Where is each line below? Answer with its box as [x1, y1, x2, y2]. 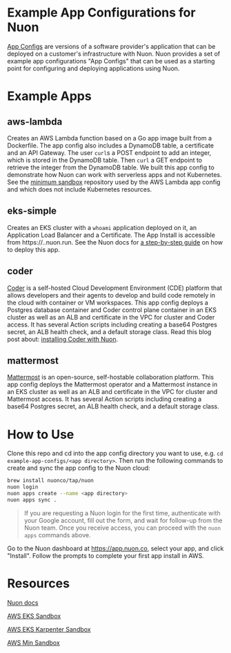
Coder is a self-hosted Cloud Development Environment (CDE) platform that [7, 284, 223, 292]
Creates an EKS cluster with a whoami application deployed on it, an [7, 223, 197, 231]
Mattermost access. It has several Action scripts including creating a [7, 395, 202, 404]
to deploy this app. [7, 245, 61, 253]
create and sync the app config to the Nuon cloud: [7, 464, 150, 473]
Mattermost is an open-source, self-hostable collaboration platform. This [7, 373, 214, 382]
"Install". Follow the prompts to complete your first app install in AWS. [7, 551, 205, 559]
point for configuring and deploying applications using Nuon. [7, 64, 180, 72]
